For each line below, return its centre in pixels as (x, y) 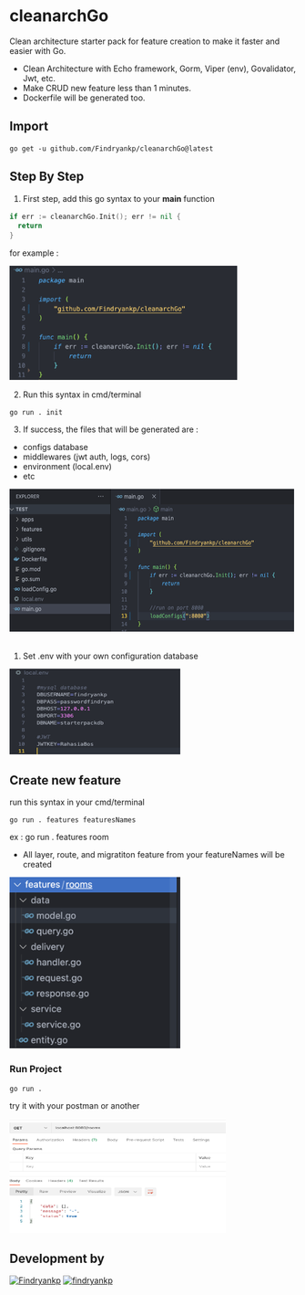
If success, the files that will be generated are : (110, 429)
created (37, 864)
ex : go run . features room (59, 837)
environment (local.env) (67, 467)
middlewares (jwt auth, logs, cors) (86, 457)
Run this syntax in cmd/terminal (82, 395)
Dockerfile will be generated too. (84, 98)
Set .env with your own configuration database (110, 656)
